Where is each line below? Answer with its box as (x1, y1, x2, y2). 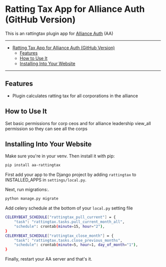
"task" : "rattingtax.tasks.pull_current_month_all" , (14, 219, 125, 224)
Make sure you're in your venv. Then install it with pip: (5, 153, 115, 159)
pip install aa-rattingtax (5, 163, 61, 168)
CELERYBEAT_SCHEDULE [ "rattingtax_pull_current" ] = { (5, 215, 116, 220)
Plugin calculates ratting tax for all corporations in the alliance (12, 93, 138, 99)
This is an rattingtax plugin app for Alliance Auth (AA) (5, 30, 114, 36)
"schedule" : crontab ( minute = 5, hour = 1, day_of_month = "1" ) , (14, 242, 138, 248)
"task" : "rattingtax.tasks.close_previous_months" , (14, 238, 123, 243)
